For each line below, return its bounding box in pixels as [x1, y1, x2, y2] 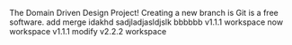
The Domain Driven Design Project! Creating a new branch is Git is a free [9, 8, 279, 18]
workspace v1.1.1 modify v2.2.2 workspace [9, 26, 167, 36]
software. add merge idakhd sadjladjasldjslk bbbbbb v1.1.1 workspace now [9, 17, 284, 27]
